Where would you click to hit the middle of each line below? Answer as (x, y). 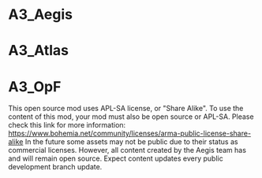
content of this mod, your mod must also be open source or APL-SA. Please (131, 117)
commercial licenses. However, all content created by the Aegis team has (127, 150)
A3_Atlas (39, 51)
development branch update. (55, 167)
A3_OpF (35, 86)
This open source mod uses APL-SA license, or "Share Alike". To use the (126, 109)
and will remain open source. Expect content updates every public (116, 158)
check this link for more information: (67, 125)
